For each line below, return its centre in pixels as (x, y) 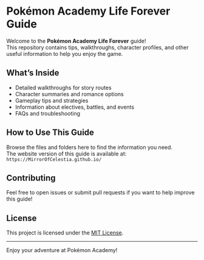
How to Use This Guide (50, 133)
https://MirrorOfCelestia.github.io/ (54, 159)
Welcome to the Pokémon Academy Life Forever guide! (76, 41)
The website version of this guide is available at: (66, 154)
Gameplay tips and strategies (52, 100)
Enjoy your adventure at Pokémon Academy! (62, 250)
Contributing (31, 178)
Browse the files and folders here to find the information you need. (90, 147)
